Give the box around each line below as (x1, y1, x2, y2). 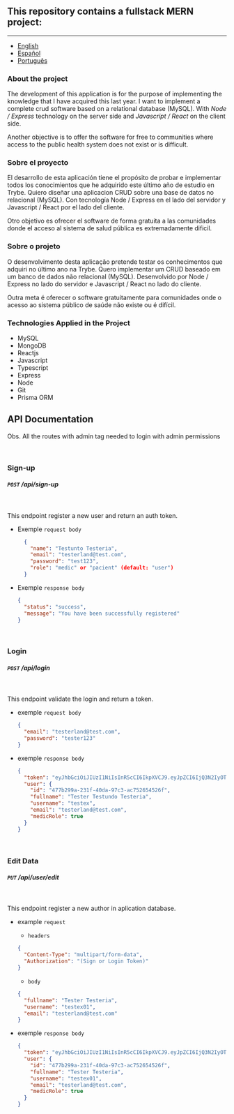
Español (17, 49, 41, 57)
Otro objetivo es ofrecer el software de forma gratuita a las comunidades (7, 216, 217, 225)
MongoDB (17, 341, 47, 350)
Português (17, 56, 47, 65)
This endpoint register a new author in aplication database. (7, 904, 176, 913)
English (17, 41, 39, 50)
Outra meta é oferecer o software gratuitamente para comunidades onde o (7, 293, 221, 302)
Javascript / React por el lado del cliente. (7, 203, 125, 211)
